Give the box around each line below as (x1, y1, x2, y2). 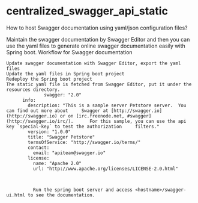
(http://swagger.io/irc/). (6, 118, 74, 124)
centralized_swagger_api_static (6, 4, 168, 18)
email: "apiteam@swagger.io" (32, 149, 106, 156)
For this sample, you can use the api (89, 118, 187, 124)
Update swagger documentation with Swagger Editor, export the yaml (6, 60, 181, 66)
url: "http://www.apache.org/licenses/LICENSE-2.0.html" (32, 166, 179, 172)
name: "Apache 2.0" (32, 160, 82, 166)
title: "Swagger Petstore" (28, 134, 95, 140)
